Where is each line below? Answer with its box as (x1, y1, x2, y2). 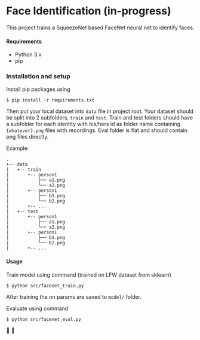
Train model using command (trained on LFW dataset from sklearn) (6, 271, 172, 278)
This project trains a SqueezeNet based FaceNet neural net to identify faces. (6, 24, 195, 31)
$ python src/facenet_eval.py (6, 316, 82, 322)
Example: (6, 145, 29, 152)
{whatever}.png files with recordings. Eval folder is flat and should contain (6, 127, 188, 134)
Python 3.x (14, 51, 42, 58)
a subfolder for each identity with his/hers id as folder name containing (6, 121, 181, 128)
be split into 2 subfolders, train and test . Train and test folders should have (6, 114, 193, 121)
